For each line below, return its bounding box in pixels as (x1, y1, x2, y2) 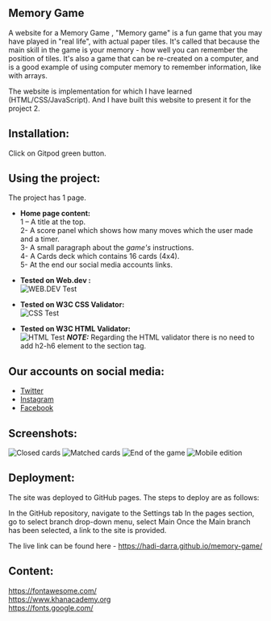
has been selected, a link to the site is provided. (8, 525, 167, 535)
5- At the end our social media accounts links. (19, 260, 173, 269)
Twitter (19, 386, 44, 396)
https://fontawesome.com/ (8, 586, 97, 595)
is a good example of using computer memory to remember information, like (8, 62, 262, 72)
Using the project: (8, 172, 101, 185)
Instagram (19, 394, 54, 404)
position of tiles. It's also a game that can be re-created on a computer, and (8, 53, 260, 63)
